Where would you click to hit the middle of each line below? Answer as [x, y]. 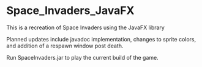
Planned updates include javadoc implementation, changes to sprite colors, [101, 39]
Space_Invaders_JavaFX [70, 11]
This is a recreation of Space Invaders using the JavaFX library [86, 27]
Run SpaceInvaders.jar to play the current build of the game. [83, 57]
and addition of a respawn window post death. [65, 46]
